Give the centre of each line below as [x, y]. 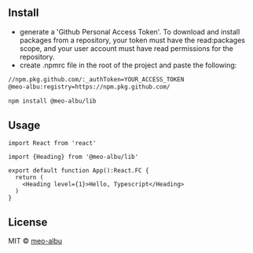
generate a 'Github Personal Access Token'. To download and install [130, 31]
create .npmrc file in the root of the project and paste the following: [128, 65]
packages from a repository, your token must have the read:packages [132, 40]
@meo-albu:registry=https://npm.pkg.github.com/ [89, 87]
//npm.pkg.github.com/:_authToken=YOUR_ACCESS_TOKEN [96, 79]
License [28, 222]
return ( [29, 178]
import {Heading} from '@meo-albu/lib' [73, 157]
